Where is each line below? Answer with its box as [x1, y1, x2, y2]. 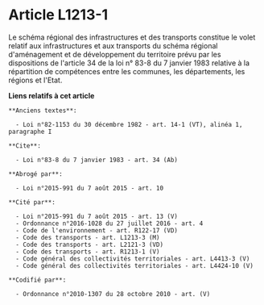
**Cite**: [8, 141, 42, 150]
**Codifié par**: [8, 276, 67, 284]
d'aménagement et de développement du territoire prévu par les [8, 49, 221, 59]
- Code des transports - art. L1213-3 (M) [15, 233, 160, 241]
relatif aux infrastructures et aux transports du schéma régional [8, 40, 218, 50]
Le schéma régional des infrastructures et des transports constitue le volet [8, 32, 256, 42]
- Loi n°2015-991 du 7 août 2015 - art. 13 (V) [15, 212, 179, 220]
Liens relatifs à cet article [8, 90, 95, 100]
